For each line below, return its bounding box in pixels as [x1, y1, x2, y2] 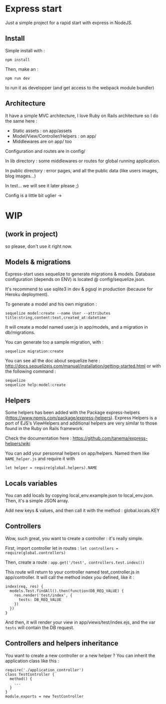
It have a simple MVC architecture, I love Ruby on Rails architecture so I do [5, 113, 158, 119]
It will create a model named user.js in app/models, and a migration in [5, 324, 148, 330]
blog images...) [5, 173, 36, 179]
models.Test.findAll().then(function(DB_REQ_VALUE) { [9, 588, 124, 593]
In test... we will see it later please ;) [5, 182, 79, 188]
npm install [5, 57, 30, 62]
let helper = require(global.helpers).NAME [5, 465, 97, 470]
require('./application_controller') [5, 667, 84, 672]
